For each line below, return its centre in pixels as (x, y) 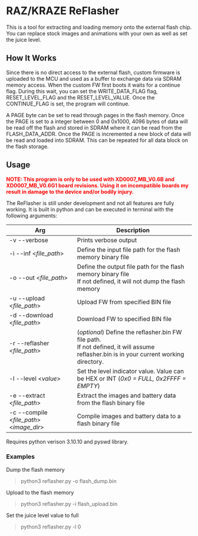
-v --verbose (29, 240)
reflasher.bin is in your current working (131, 354)
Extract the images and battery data (126, 395)
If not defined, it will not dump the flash (131, 281)
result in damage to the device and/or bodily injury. (70, 191)
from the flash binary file (111, 403)
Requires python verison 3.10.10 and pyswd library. (67, 441)
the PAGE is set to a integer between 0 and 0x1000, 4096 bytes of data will (97, 121)
